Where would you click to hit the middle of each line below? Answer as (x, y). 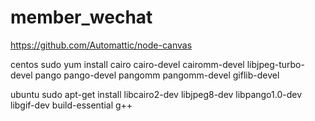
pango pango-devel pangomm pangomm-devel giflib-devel (157, 75)
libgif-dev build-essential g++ (71, 105)
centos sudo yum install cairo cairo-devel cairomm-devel (127, 64)
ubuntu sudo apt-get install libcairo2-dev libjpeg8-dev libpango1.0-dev (156, 94)
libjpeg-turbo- (275, 64)
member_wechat (81, 17)
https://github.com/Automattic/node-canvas (101, 45)
